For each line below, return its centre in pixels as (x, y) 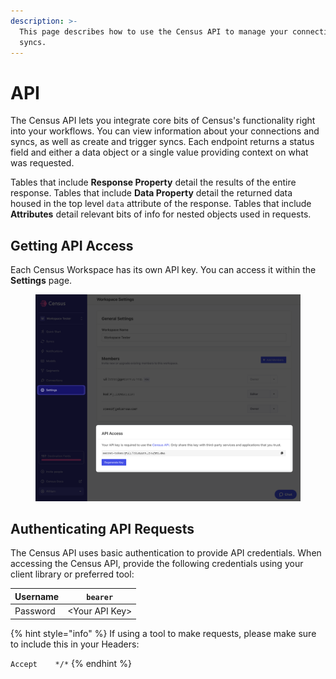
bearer (100, 597)
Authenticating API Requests (102, 528)
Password (35, 611)
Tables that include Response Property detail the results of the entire (153, 182)
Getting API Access (72, 245)
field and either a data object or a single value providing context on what (159, 152)
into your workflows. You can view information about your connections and (165, 131)
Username (37, 596)
